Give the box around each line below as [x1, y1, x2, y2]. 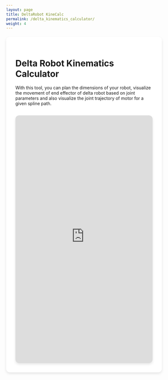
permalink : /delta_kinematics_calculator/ [6, 16, 95, 21]
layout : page [6, 7, 33, 12]
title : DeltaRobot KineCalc [6, 12, 64, 17]
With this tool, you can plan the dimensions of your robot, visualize [15, 85, 151, 91]
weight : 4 [6, 21, 27, 26]
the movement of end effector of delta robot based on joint [15, 90, 135, 96]
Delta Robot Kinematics [15, 58, 114, 69]
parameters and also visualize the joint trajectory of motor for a [15, 95, 144, 102]
